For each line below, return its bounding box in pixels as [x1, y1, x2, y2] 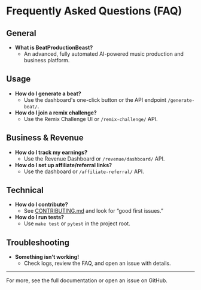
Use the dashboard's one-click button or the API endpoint [23, 96, 166, 103]
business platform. [23, 57, 70, 64]
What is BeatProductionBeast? [14, 44, 93, 51]
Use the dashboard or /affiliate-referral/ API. [23, 168, 145, 175]
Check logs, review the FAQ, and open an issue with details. [23, 259, 171, 267]
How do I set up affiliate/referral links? [14, 161, 112, 168]
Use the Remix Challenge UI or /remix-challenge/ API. [23, 115, 158, 122]
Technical [6, 185, 44, 195]
